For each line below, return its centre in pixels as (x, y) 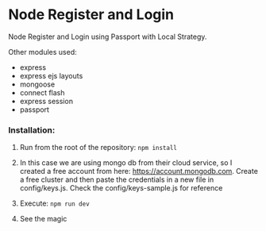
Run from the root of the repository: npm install (98, 148)
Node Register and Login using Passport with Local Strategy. (108, 37)
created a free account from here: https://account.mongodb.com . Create (139, 171)
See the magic (43, 219)
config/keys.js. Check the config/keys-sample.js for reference (121, 188)
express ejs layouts (51, 75)
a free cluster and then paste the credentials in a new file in (117, 179)
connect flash (42, 92)
